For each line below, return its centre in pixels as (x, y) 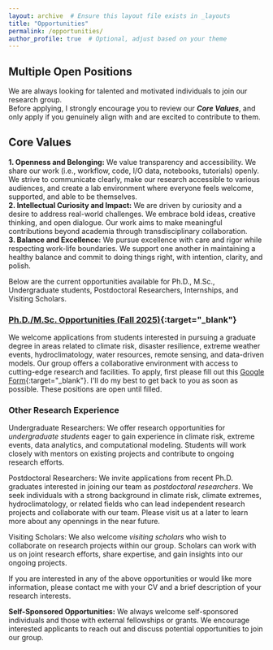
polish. (19, 266)
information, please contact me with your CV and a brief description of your (135, 587)
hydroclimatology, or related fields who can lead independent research (127, 504)
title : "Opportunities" (49, 24)
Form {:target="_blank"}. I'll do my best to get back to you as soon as (123, 381)
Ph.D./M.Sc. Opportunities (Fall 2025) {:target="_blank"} (123, 319)
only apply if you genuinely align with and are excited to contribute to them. (135, 117)
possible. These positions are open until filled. (85, 389)
